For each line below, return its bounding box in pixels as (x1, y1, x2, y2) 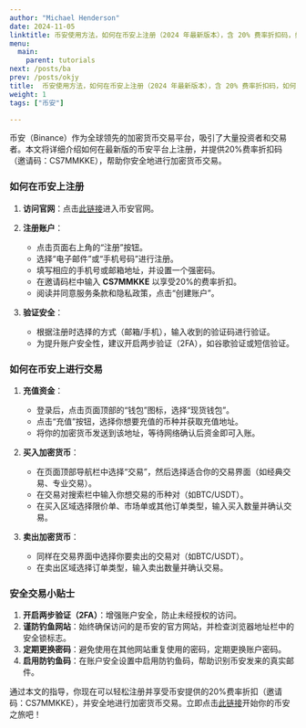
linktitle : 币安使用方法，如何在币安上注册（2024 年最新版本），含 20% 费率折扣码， (9, 30, 296, 39)
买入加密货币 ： (22, 447, 79, 458)
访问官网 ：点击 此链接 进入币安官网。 (22, 203, 159, 214)
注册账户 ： (22, 222, 64, 233)
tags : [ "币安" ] (9, 98, 65, 108)
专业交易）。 (52, 477, 97, 489)
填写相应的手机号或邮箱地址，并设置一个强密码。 (36, 264, 220, 275)
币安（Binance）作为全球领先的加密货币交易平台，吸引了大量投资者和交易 (9, 132, 288, 143)
